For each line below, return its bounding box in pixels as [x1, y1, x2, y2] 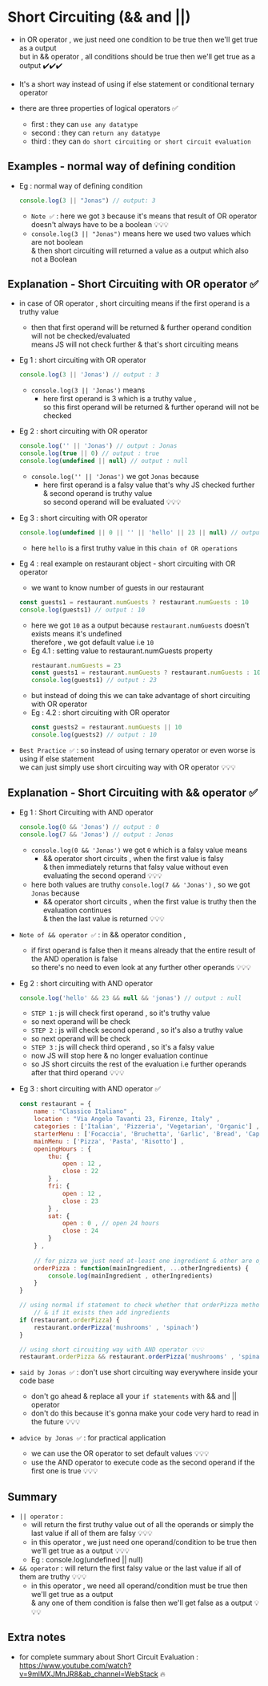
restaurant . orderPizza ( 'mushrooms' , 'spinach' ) [34, 1323, 199, 1331]
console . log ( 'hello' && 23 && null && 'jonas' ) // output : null [18, 993, 242, 1002]
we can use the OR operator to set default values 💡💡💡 [30, 1448, 210, 1458]
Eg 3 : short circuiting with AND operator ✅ [18, 1084, 162, 1094]
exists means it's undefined [30, 628, 122, 638]
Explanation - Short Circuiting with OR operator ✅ [7, 278, 259, 291]
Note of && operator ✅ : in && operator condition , [18, 929, 186, 939]
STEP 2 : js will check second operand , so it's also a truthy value [30, 1026, 243, 1035]
